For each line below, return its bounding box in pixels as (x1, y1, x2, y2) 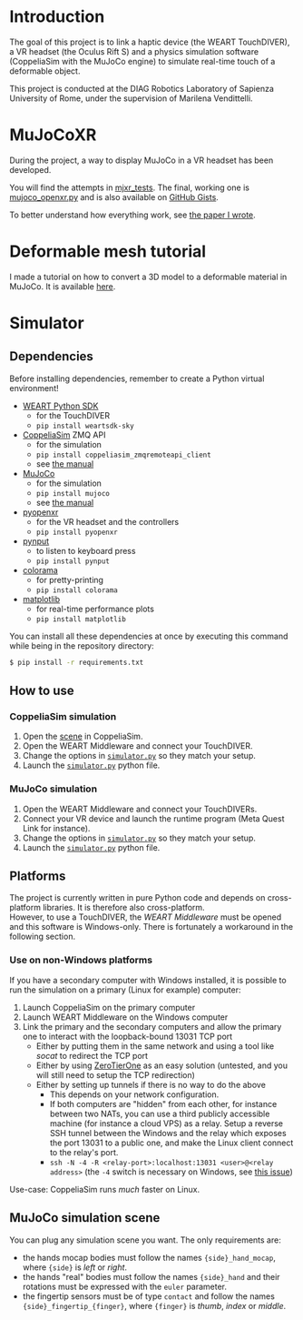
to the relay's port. (49, 1146, 119, 1157)
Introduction (9, 6, 105, 27)
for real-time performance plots (35, 603, 154, 614)
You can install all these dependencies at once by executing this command (9, 630, 288, 641)
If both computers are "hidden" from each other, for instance (49, 1098, 278, 1109)
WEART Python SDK (22, 400, 99, 411)
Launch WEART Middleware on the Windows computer (22, 1012, 229, 1023)
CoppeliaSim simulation (9, 710, 117, 722)
